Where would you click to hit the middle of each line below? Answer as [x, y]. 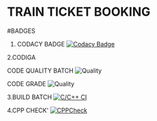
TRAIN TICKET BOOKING [79, 12]
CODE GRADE [27, 83]
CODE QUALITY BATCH [40, 70]
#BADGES [21, 31]
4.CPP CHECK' [28, 110]
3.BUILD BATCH [30, 97]
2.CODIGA [22, 57]
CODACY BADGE [41, 44]
